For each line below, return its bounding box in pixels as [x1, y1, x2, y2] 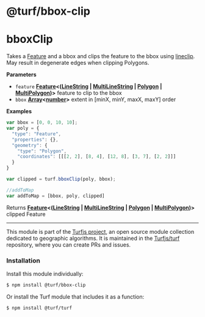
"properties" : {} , [12, 136, 59, 143]
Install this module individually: [6, 270, 84, 277]
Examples [6, 108, 32, 115]
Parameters [6, 71, 37, 78]
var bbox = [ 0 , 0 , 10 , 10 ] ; [6, 119, 78, 126]
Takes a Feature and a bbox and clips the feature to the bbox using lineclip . [6, 53, 195, 60]
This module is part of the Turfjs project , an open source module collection [6, 228, 195, 235]
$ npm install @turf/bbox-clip [6, 282, 86, 288]
